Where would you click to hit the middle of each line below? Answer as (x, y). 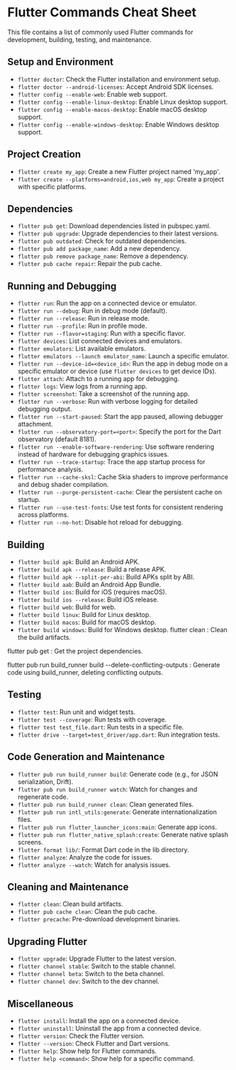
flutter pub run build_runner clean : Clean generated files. (106, 804)
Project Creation (44, 155)
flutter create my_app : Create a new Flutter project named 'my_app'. (119, 171)
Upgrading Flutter (47, 942)
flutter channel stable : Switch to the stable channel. (96, 966)
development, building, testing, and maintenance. (79, 39)
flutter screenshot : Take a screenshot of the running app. (103, 394)
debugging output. (45, 409)
